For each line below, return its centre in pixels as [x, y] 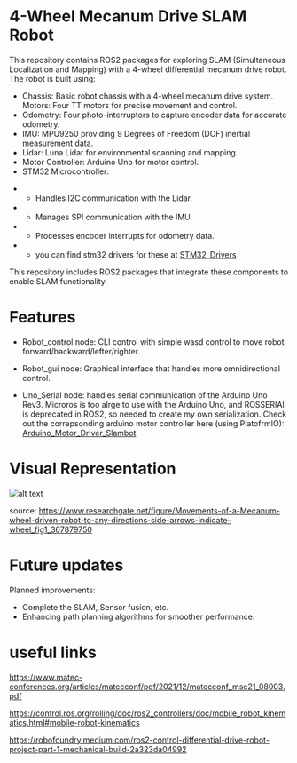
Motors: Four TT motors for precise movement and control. [129, 105]
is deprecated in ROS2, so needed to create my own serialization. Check [154, 414]
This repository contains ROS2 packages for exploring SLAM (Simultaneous [148, 60]
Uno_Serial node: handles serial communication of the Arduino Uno [145, 395]
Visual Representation [93, 469]
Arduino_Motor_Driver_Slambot [79, 433]
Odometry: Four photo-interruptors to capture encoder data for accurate [154, 115]
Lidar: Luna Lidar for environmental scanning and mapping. [130, 152]
